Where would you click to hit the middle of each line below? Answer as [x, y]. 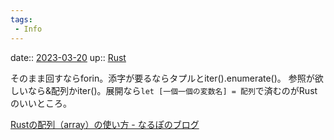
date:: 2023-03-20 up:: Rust [68, 57]
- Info [28, 29]
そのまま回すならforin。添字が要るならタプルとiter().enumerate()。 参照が [162, 78]
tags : [21, 19]
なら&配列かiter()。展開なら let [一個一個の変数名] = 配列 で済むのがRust [172, 90]
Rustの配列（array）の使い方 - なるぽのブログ [105, 124]
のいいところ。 [41, 103]
